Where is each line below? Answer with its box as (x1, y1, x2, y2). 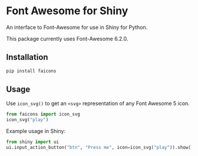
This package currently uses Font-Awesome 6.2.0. (6, 35, 128, 42)
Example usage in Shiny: (6, 128, 66, 135)
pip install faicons (6, 68, 57, 74)
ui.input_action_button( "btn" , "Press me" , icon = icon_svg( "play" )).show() (6, 145, 194, 151)
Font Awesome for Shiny (6, 4, 128, 18)
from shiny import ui (6, 139, 60, 145)
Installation (6, 52, 48, 63)
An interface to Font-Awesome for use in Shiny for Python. (6, 24, 148, 31)
